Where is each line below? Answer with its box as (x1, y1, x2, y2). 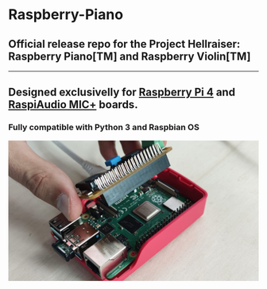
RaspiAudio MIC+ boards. (8, 98, 138, 112)
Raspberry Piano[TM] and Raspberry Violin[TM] (8, 49, 251, 63)
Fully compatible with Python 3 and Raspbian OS (8, 121, 200, 133)
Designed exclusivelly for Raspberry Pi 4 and (8, 86, 236, 99)
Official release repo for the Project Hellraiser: (8, 37, 241, 51)
